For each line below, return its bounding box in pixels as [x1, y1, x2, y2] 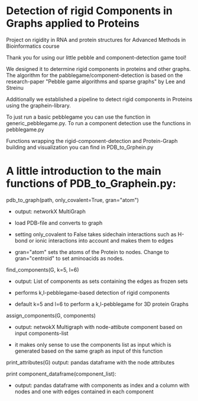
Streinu [6, 84, 24, 91]
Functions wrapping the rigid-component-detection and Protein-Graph [6, 137, 178, 144]
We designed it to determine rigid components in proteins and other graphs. [6, 65, 191, 72]
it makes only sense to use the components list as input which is [14, 341, 171, 348]
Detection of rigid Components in [6, 4, 173, 18]
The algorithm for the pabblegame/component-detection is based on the [6, 71, 183, 79]
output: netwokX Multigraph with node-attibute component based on [14, 323, 183, 330]
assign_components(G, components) [6, 312, 96, 319]
